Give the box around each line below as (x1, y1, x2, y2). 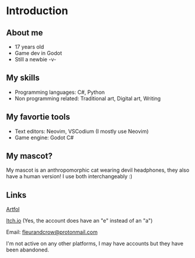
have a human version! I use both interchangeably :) (6, 173, 133, 180)
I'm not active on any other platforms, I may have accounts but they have (6, 240, 184, 247)
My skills (6, 73, 40, 83)
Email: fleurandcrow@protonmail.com (6, 228, 98, 236)
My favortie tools (6, 112, 70, 122)
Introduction (6, 4, 69, 18)
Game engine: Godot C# (14, 134, 74, 141)
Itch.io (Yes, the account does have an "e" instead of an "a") (6, 217, 153, 224)
